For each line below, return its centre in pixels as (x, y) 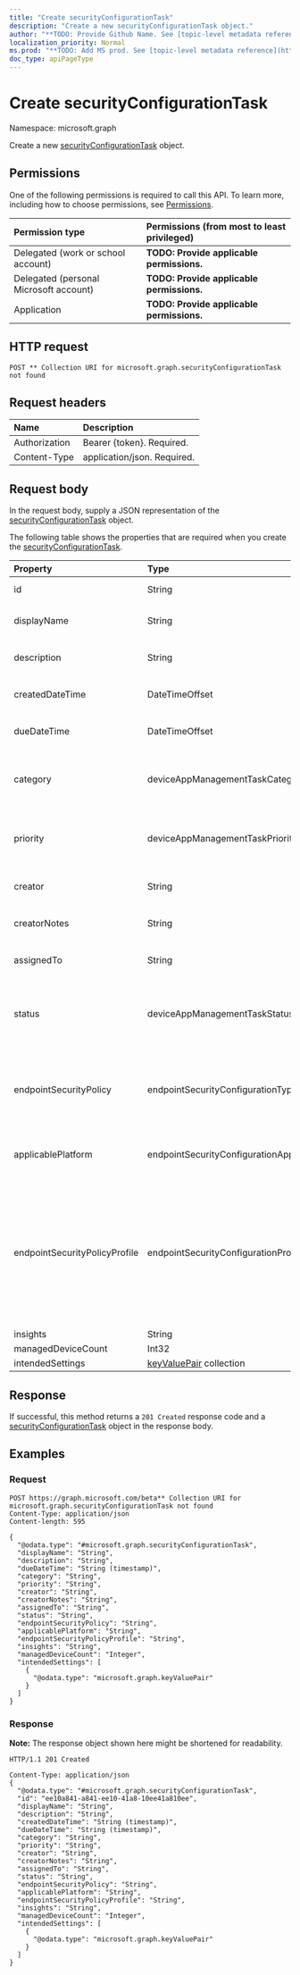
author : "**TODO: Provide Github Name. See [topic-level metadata (135, 34)
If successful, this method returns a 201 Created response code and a (137, 1416)
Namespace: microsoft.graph (63, 128)
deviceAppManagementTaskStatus (221, 1014)
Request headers (58, 402)
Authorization (42, 443)
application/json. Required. (138, 457)
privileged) (170, 238)
